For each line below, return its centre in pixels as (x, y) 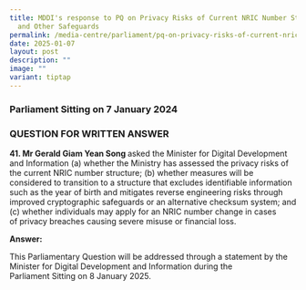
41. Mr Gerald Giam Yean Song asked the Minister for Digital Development (148, 153)
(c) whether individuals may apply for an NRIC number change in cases (143, 212)
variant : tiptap (40, 78)
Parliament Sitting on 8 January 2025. (81, 275)
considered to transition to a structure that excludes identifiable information (151, 182)
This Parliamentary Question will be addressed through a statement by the (149, 256)
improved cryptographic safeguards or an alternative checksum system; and (153, 202)
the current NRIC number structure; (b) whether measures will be (132, 172)
